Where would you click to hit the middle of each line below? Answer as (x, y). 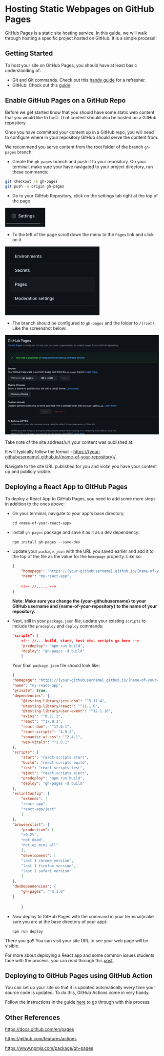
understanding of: (23, 70)
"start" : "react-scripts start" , (55, 758)
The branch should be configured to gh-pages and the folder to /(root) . (84, 323)
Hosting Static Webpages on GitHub (80, 9)
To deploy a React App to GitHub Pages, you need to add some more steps (81, 498)
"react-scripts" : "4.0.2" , (49, 732)
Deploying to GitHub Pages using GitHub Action (79, 976)
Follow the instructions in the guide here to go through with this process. (78, 1002)
